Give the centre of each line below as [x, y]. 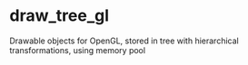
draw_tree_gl [59, 16]
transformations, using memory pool [78, 50]
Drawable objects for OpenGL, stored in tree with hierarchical [124, 41]
